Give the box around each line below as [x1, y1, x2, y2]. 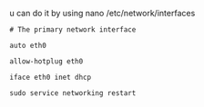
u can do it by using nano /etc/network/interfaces [9, 8, 196, 18]
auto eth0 [9, 41, 47, 50]
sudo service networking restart [9, 89, 137, 98]
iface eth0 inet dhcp [9, 73, 92, 82]
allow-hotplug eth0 [9, 57, 84, 66]
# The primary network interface [9, 25, 137, 34]
